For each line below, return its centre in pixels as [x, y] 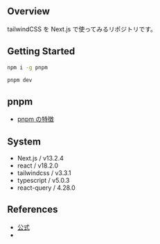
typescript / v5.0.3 [43, 180]
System [24, 141]
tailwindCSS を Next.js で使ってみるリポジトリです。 [82, 29]
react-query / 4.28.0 [46, 188]
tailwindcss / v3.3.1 [44, 173]
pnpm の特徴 [35, 119]
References [33, 210]
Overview [29, 11]
